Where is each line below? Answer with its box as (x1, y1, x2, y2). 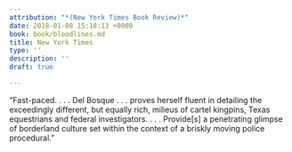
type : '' (9, 46, 42, 55)
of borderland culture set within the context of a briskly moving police (9, 123, 265, 133)
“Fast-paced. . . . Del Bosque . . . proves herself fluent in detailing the (9, 94, 263, 105)
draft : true (9, 63, 53, 72)
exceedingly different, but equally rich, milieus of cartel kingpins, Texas (9, 104, 271, 115)
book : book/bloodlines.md (9, 29, 105, 38)
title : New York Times (9, 37, 93, 47)
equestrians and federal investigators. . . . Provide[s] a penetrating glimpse (9, 113, 283, 124)
